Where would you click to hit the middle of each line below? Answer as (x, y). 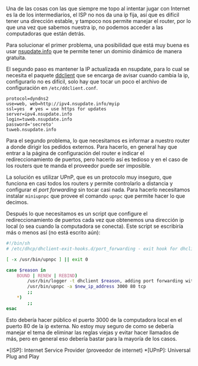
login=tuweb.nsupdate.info (39, 119)
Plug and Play (23, 356)
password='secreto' (30, 125)
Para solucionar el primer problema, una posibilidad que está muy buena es (98, 45)
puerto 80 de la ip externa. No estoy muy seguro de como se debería (90, 326)
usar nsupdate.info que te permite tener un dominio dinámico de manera (94, 51)
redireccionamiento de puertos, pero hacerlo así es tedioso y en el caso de (97, 159)
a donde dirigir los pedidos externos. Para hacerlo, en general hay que (92, 147)
